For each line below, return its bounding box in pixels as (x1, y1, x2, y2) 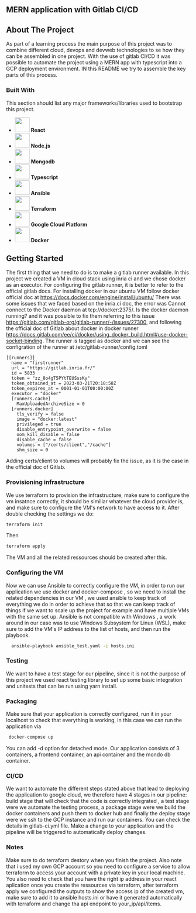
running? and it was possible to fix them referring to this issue (6, 313, 155, 320)
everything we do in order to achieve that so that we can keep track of (6, 600, 176, 607)
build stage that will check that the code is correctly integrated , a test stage (6, 798, 190, 805)
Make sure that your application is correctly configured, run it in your (6, 711, 172, 718)
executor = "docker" (11, 391, 61, 397)
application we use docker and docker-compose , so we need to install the (6, 588, 186, 595)
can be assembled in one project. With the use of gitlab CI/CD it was (6, 53, 171, 60)
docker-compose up (8, 734, 54, 740)
